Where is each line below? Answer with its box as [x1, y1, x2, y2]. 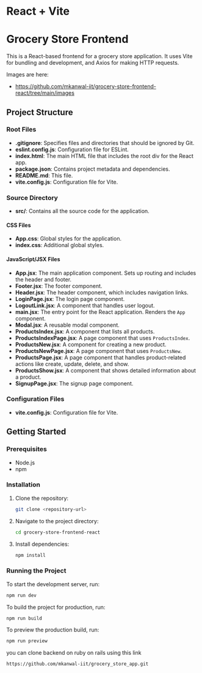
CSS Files [6, 221, 31, 229]
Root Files [6, 125, 37, 134]
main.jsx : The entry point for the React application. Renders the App [15, 308, 186, 316]
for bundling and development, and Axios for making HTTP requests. [6, 59, 179, 67]
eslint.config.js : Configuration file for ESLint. [15, 146, 129, 153]
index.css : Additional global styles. [15, 242, 104, 249]
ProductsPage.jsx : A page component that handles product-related [15, 354, 186, 361]
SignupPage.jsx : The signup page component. [15, 379, 134, 387]
